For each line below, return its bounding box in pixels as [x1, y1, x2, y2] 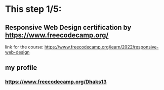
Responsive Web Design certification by [5, 23, 132, 32]
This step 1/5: [5, 3, 62, 15]
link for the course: [5, 44, 43, 50]
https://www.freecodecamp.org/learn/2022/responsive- [44, 44, 159, 50]
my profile [5, 63, 38, 72]
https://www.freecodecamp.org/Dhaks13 [5, 78, 107, 85]
